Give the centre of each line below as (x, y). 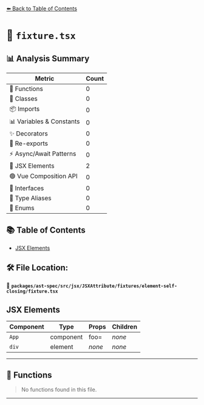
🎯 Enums (22, 208)
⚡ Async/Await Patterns (43, 154)
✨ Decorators (29, 134)
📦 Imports (25, 109)
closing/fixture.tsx (32, 291)
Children (125, 327)
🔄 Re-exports (29, 143)
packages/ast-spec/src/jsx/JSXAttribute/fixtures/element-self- (94, 286)
